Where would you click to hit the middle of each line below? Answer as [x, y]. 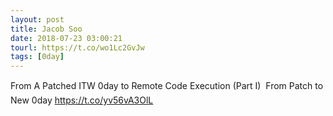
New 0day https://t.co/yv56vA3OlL [82, 100]
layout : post [37, 19]
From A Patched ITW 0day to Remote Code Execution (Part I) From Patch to [167, 86]
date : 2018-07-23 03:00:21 [66, 38]
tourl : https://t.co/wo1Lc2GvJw [77, 47]
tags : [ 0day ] [37, 57]
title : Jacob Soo [46, 29]
